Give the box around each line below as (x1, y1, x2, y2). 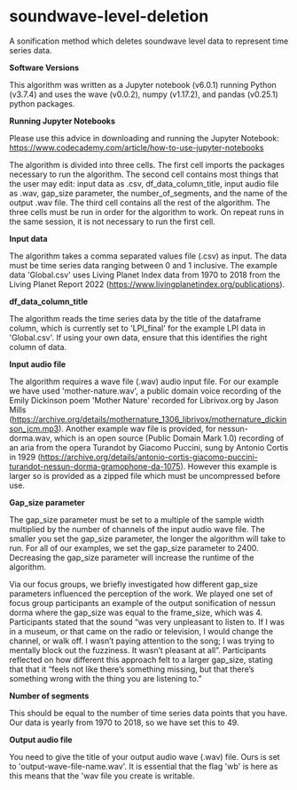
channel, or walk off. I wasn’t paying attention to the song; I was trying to (9, 635, 275, 646)
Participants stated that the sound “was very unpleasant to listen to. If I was (9, 616, 285, 627)
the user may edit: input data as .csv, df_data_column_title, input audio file (9, 178, 279, 188)
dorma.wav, (9, 433, 53, 443)
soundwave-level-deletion (9, 6, 209, 27)
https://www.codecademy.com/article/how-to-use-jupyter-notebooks (9, 142, 264, 153)
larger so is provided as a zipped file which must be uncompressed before (9, 470, 281, 481)
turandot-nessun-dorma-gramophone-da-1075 (9, 460, 181, 472)
